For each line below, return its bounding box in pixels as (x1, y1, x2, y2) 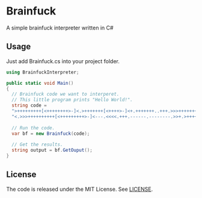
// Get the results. (11, 141, 63, 148)
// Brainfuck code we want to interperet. (11, 91, 120, 97)
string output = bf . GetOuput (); (11, 147, 93, 153)
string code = (11, 102, 47, 109)
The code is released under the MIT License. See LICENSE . (6, 185, 153, 193)
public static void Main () (6, 80, 74, 86)
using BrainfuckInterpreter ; (6, 69, 79, 75)
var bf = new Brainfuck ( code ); (11, 131, 90, 137)
